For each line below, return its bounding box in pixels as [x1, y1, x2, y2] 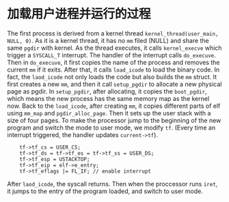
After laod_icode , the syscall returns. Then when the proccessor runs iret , [7, 179, 218, 188]
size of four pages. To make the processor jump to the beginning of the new [7, 116, 221, 124]
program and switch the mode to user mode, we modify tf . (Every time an [7, 124, 216, 132]
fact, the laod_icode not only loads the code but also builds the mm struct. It [7, 72, 217, 81]
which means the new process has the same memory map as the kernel [7, 94, 210, 102]
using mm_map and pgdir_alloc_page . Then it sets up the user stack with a [7, 109, 211, 117]
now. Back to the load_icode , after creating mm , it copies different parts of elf [7, 102, 221, 110]
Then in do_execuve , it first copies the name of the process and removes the [7, 58, 220, 66]
